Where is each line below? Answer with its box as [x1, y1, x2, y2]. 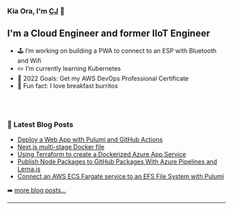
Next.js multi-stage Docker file [17, 143, 105, 151]
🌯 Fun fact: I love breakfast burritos [17, 81, 119, 89]
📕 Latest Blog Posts [7, 119, 74, 129]
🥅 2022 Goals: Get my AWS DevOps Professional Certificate [17, 74, 189, 82]
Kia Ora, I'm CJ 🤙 [7, 6, 65, 16]
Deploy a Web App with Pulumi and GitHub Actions [17, 135, 163, 144]
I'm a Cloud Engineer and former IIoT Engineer [7, 28, 210, 40]
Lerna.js [17, 165, 41, 173]
